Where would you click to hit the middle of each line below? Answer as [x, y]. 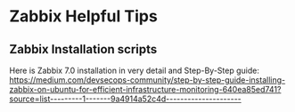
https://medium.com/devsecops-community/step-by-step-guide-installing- [147, 80]
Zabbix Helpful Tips [83, 16]
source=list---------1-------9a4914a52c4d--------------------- [126, 99]
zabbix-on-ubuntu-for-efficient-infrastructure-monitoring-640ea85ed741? [145, 89]
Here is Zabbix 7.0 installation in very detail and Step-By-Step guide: [135, 70]
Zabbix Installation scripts [83, 49]
